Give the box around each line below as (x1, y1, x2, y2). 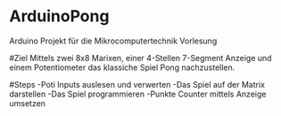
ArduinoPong (9, 6, 110, 27)
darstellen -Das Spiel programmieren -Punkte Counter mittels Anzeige (9, 89, 267, 99)
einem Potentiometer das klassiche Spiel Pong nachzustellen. (9, 62, 236, 73)
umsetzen (9, 97, 46, 108)
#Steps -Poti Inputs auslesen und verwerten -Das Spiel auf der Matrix (9, 79, 266, 89)
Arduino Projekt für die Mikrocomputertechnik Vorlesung (9, 35, 218, 46)
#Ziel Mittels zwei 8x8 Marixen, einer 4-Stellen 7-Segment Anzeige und (9, 52, 272, 63)
